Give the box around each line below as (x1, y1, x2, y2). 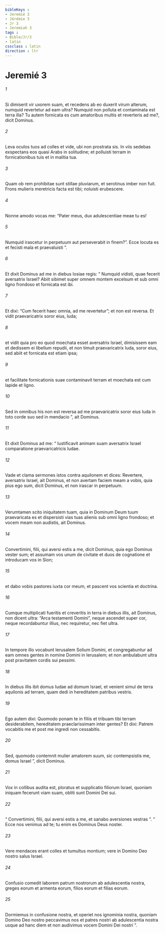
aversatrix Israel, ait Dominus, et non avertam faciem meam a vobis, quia (5, 478, 153, 484)
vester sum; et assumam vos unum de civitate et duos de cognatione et (5, 552, 150, 557)
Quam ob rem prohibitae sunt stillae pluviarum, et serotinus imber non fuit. (5, 181, 156, 187)
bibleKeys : (5, 7, 30, 12)
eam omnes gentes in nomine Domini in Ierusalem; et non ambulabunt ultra (5, 652, 158, 658)
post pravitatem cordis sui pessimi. (5, 657, 76, 663)
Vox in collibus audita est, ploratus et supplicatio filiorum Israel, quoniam (5, 784, 152, 790)
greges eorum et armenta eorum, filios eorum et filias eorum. (5, 885, 129, 891)
